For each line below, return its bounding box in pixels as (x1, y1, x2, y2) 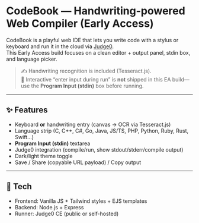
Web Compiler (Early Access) (6, 17, 154, 30)
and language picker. (6, 55, 57, 62)
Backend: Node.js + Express (14, 203, 84, 211)
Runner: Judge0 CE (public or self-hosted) (14, 210, 119, 217)
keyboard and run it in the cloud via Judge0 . (6, 43, 114, 50)
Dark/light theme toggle (14, 152, 73, 159)
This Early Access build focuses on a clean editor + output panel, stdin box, (6, 49, 191, 56)
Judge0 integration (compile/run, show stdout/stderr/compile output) (14, 146, 184, 153)
